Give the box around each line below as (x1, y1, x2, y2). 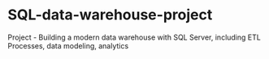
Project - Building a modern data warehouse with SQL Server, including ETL (7, 32, 261, 42)
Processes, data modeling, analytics (7, 40, 129, 50)
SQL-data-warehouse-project (7, 6, 213, 24)
